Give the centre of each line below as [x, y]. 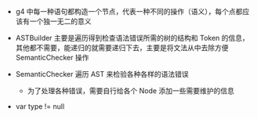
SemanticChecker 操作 [52, 58]
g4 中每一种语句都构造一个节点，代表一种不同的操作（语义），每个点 [126, 11]
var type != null [40, 106]
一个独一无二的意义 [60, 21]
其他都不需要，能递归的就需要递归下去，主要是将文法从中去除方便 [122, 48]
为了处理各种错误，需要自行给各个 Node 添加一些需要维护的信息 [131, 91]
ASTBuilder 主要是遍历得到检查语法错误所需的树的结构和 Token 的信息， [132, 38]
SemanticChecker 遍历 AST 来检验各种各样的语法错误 [102, 74]
